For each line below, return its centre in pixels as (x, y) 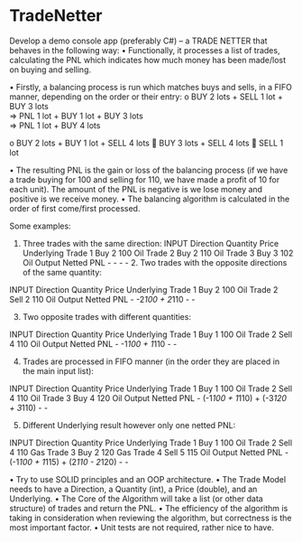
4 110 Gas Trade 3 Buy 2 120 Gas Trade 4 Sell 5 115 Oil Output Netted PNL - (149, 452)
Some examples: (40, 226)
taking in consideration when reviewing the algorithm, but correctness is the (151, 518)
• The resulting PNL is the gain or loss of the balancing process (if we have (149, 170)
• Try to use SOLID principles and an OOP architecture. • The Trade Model (148, 479)
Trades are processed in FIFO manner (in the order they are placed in (151, 361)
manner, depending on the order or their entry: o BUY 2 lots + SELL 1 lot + (146, 97)
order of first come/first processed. (75, 208)
